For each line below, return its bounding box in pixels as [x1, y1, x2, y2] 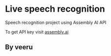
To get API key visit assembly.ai [5, 29, 69, 35]
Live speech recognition [5, 3, 105, 15]
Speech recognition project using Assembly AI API [5, 19, 107, 25]
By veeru [5, 43, 33, 52]
